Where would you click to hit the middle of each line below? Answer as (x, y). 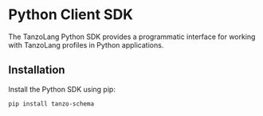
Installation (37, 70)
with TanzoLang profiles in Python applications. (86, 44)
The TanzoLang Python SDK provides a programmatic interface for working (132, 37)
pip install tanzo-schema (51, 104)
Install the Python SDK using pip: (62, 89)
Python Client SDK (71, 15)
